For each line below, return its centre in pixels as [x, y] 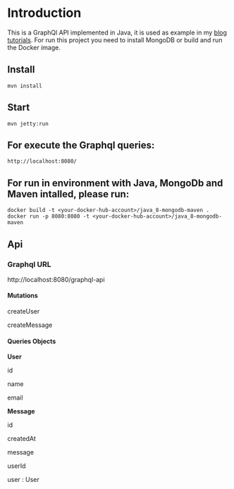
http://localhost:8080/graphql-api [56, 279]
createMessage [30, 325]
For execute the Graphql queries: [81, 145]
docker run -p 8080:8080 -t [49, 216]
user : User [24, 480]
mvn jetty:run [28, 124]
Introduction [44, 13]
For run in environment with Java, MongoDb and [115, 183]
